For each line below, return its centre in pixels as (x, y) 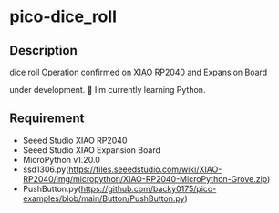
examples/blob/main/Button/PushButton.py (103, 198)
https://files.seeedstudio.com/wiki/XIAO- (145, 169)
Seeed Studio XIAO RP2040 (75, 140)
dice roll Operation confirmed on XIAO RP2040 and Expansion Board (138, 72)
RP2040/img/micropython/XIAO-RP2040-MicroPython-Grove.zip (145, 178)
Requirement (47, 119)
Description (43, 51)
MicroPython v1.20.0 (61, 159)
